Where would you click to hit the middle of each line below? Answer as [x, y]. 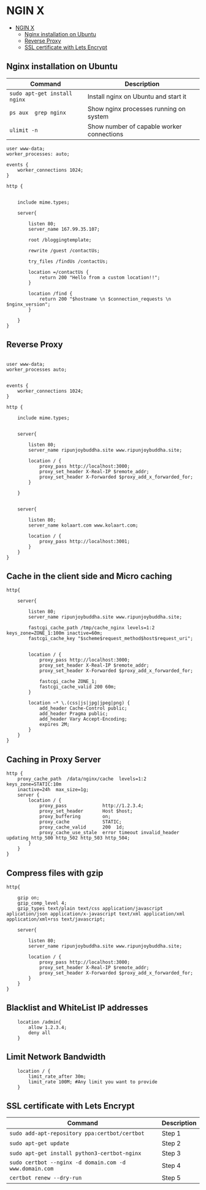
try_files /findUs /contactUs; [68, 261]
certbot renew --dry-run [46, 1178]
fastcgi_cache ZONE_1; [68, 682]
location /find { [50, 293]
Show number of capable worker [135, 126]
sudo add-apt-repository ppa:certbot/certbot [77, 1134]
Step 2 [171, 1143]
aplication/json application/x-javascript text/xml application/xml [96, 914]
